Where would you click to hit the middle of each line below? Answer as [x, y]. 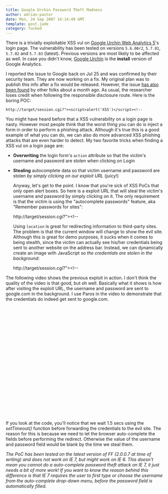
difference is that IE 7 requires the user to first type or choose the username [84, 475]
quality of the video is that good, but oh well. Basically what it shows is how [84, 283]
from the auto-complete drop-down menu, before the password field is [79, 481]
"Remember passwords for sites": [48, 207]
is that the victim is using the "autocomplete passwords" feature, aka [84, 202]
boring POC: [19, 100]
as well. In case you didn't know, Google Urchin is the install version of [79, 59]
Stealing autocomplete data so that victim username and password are [86, 171]
